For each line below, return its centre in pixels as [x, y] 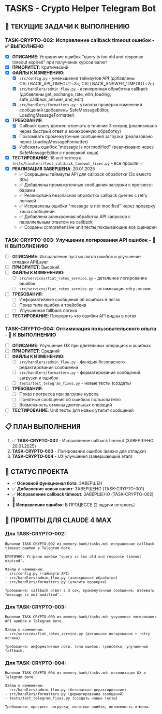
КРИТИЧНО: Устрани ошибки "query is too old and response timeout [73, 557]
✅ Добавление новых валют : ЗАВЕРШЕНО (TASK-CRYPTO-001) [78, 489]
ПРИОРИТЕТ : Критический [40, 67]
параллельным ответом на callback [56, 222]
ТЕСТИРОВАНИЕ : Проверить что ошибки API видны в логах [74, 316]
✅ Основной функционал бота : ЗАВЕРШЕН [57, 483]
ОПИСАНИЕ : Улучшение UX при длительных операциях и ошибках [81, 345]
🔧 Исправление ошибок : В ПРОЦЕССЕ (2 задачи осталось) [74, 505]
